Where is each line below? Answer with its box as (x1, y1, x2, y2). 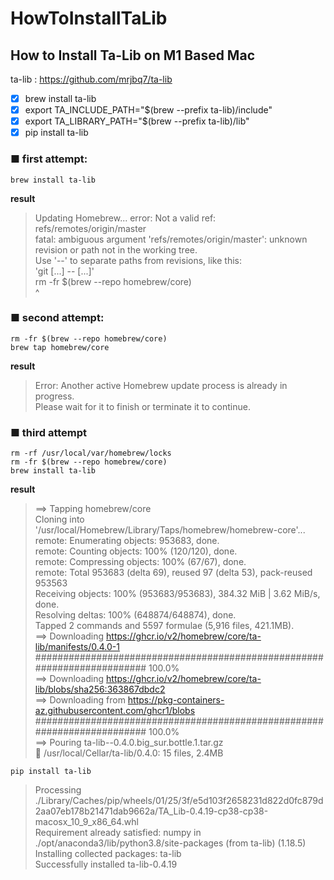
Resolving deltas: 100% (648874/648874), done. (34, 609, 237, 621)
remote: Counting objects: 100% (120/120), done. (34, 545, 238, 557)
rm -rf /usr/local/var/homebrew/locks (10, 448, 172, 459)
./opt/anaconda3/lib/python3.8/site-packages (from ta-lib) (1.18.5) (34, 837, 307, 849)
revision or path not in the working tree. (34, 243, 198, 256)
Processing (34, 784, 82, 796)
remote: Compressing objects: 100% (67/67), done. (34, 556, 247, 568)
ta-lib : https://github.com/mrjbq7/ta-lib (10, 73, 173, 85)
